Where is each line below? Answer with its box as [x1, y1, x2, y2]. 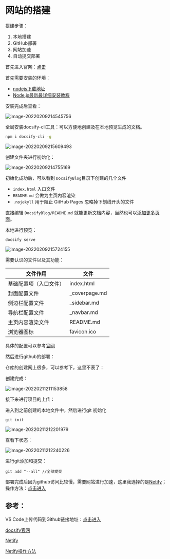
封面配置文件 [8, 290, 40, 297]
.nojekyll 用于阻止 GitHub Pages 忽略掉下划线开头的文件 [12, 198, 135, 204]
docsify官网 [5, 527, 30, 533]
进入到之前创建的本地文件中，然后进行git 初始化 [5, 407, 107, 413]
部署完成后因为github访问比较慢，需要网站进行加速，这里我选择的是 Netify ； [5, 478, 167, 485]
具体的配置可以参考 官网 [5, 342, 55, 348]
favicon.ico [69, 328, 97, 335]
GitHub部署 [12, 40, 37, 46]
